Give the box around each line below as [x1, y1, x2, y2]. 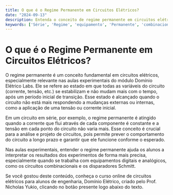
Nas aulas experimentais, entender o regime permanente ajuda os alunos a [5, 147, 165, 153]
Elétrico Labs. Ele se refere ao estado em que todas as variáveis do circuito [5, 83, 165, 89]
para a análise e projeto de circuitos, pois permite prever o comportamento [5, 131, 165, 137]
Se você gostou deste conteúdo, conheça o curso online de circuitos [5, 173, 152, 179]
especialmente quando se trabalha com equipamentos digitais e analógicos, [5, 157, 167, 164]
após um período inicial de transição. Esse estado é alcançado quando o [5, 94, 160, 100]
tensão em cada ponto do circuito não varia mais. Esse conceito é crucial [5, 126, 161, 132]
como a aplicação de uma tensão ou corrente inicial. [5, 105, 117, 111]
